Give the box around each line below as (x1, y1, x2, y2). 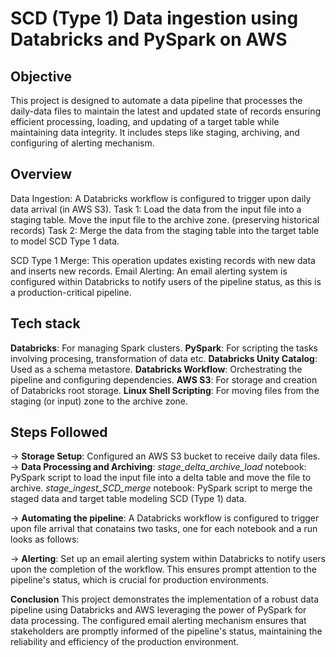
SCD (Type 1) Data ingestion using (10, 7, 299, 30)
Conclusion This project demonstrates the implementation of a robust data (10, 593, 320, 606)
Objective (10, 68, 73, 85)
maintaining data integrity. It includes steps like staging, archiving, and (10, 127, 300, 138)
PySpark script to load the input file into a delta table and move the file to (10, 472, 312, 484)
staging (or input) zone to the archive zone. (10, 395, 189, 407)
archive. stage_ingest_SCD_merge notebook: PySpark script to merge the (10, 482, 313, 494)
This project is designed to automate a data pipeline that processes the (10, 95, 303, 106)
